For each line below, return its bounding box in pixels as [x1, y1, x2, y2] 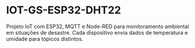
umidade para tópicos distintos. [6, 35, 84, 42]
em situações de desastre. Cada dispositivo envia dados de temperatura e [6, 29, 188, 36]
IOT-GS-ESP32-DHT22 [6, 4, 121, 17]
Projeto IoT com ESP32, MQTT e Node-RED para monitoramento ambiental [6, 23, 189, 30]
